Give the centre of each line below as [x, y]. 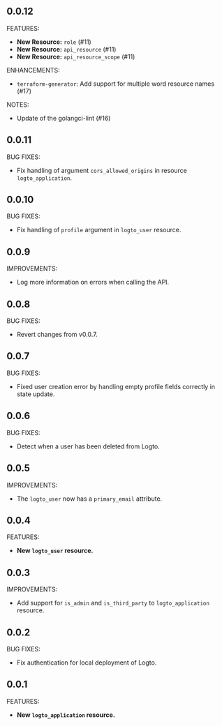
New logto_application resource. [66, 715]
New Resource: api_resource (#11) [66, 49]
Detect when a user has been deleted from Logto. [88, 446]
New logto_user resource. [55, 551]
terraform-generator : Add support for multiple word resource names [115, 84]
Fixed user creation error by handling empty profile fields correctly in [116, 386]
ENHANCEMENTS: [33, 70]
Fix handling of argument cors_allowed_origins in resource [102, 170]
